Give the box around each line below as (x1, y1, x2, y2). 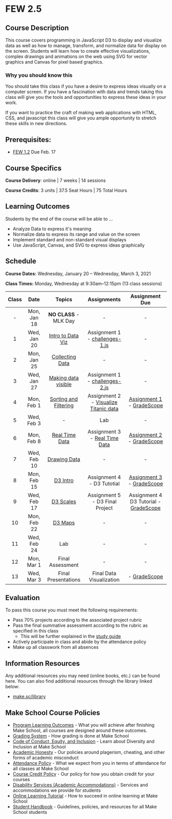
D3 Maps (53, 519, 75, 526)
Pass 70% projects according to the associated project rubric (12, 617, 142, 623)
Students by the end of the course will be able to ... (5, 216, 113, 222)
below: (5, 684, 19, 690)
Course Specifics (5, 163, 62, 172)
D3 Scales (51, 498, 76, 505)
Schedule (5, 257, 37, 265)
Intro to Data (49, 332, 79, 339)
